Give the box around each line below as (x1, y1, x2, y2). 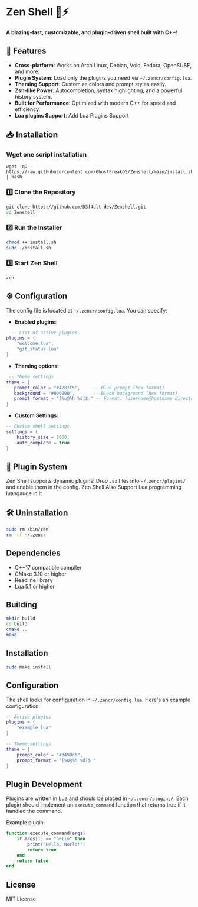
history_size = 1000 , (16, 434, 70, 440)
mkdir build (6, 616, 35, 622)
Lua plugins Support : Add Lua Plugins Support (14, 112, 129, 119)
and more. (14, 68, 40, 75)
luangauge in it (6, 490, 42, 497)
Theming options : (14, 362, 60, 369)
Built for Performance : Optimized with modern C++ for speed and (14, 99, 176, 106)
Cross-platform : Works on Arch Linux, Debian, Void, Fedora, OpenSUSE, (14, 61, 192, 69)
